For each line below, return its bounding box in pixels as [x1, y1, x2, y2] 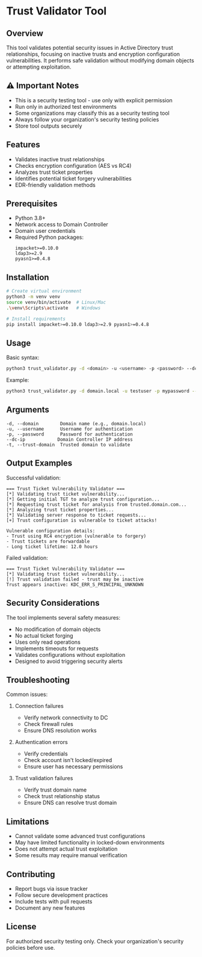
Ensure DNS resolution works [23, 727, 97, 734]
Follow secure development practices [14, 891, 108, 899]
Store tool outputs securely [14, 122, 82, 129]
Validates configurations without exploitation [14, 651, 126, 658]
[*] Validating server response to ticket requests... [6, 512, 147, 518]
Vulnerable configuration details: [6, 528, 96, 534]
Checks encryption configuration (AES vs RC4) [14, 162, 132, 169]
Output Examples [6, 458, 73, 469]
